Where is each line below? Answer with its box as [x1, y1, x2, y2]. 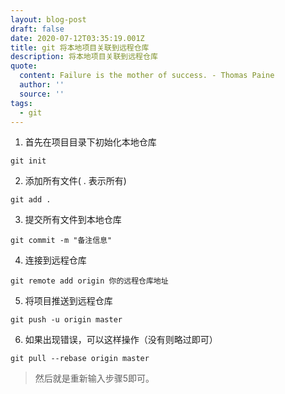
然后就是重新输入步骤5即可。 [34, 372, 155, 385]
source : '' [19, 89, 65, 99]
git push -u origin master [10, 315, 123, 325]
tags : [10, 98, 33, 108]
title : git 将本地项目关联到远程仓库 [10, 42, 150, 53]
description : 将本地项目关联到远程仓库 [10, 52, 158, 62]
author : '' [19, 80, 65, 90]
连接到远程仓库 [24, 254, 87, 266]
